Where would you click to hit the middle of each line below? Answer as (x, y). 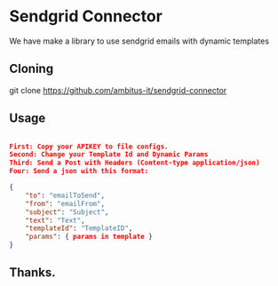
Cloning (32, 69)
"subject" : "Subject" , (67, 212)
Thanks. (32, 273)
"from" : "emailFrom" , (65, 203)
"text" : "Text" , (56, 220)
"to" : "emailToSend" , (65, 195)
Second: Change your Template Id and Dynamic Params (109, 155)
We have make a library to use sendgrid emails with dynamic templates (139, 41)
